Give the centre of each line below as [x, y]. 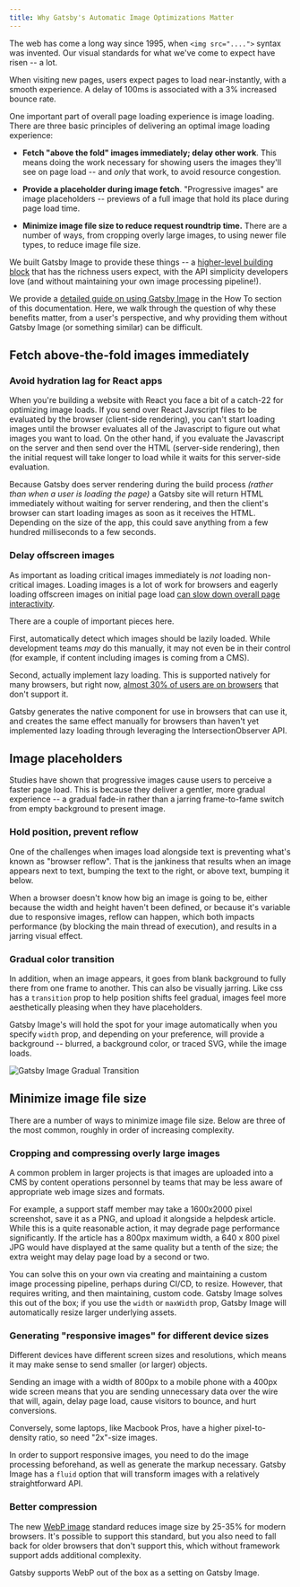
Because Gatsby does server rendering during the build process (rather [141, 485]
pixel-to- [250, 1428]
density [23, 1438]
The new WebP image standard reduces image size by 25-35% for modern [148, 1526]
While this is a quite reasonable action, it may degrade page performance [145, 1228]
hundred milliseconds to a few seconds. [83, 532]
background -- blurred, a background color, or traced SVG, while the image [148, 1044]
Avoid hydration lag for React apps [86, 381]
